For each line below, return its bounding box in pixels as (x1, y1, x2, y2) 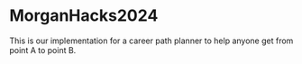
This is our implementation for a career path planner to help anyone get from (9, 35, 294, 46)
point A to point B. (9, 44, 77, 55)
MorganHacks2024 (9, 5, 159, 26)
